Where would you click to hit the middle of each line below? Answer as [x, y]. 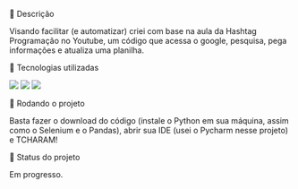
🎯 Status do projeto [45, 157]
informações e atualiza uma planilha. [77, 50]
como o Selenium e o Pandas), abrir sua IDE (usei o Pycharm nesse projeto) [149, 130]
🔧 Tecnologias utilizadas [54, 68]
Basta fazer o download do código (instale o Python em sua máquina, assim [149, 120]
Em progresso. [36, 174]
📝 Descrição [32, 14]
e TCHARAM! [34, 140]
